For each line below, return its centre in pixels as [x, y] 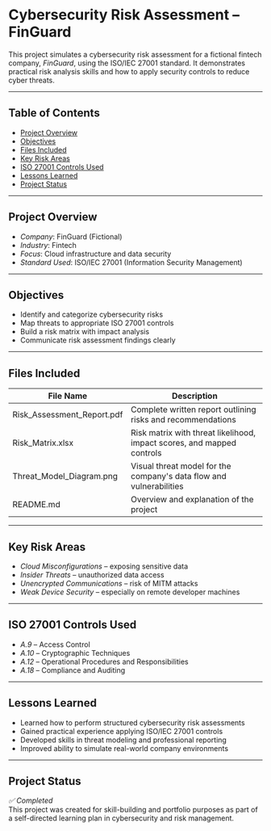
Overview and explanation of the [192, 500]
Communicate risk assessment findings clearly [98, 340]
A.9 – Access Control [55, 644]
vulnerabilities [157, 486]
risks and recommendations [183, 420]
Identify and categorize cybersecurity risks [92, 315]
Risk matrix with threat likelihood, [193, 433]
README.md [36, 505]
